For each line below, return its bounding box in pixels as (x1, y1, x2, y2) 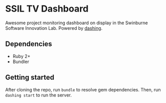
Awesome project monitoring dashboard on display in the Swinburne (5, 20, 148, 26)
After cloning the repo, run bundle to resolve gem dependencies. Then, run (5, 86, 161, 92)
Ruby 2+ (12, 53, 30, 59)
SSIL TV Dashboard (5, 3, 89, 15)
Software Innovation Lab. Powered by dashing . (5, 25, 103, 31)
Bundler (12, 59, 29, 65)
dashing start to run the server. (5, 92, 72, 98)
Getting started (5, 73, 55, 82)
